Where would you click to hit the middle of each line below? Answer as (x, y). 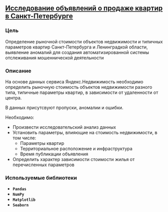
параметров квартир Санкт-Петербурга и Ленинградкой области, (76, 47)
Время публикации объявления (54, 154)
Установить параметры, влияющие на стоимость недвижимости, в (85, 132)
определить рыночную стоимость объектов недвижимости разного (79, 87)
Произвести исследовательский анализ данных (64, 127)
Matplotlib (24, 200)
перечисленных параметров (43, 165)
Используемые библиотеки (41, 178)
